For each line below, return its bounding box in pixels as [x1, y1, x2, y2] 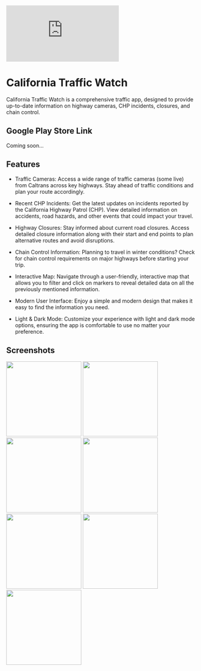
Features [6, 159, 40, 170]
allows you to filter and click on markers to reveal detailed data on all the [14, 279, 194, 286]
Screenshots [6, 345, 55, 355]
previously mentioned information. [14, 285, 100, 293]
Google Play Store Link [6, 126, 93, 136]
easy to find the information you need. [14, 303, 110, 311]
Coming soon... [6, 142, 44, 149]
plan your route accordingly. [14, 188, 85, 195]
